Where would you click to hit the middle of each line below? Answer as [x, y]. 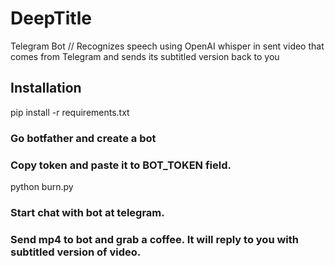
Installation [46, 88]
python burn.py [42, 186]
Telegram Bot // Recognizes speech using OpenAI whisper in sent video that [167, 46]
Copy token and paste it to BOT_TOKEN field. [121, 165]
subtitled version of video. [76, 252]
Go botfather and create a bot [83, 138]
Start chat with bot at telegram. [87, 212]
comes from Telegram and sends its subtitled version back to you [145, 56]
